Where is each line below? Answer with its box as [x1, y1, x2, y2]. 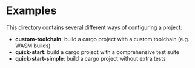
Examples [6, 4, 57, 18]
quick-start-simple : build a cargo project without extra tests [15, 55, 167, 62]
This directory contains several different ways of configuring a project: [6, 24, 182, 31]
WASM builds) [15, 42, 51, 49]
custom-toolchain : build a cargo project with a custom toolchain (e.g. [15, 35, 190, 42]
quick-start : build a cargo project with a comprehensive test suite [15, 48, 180, 55]
